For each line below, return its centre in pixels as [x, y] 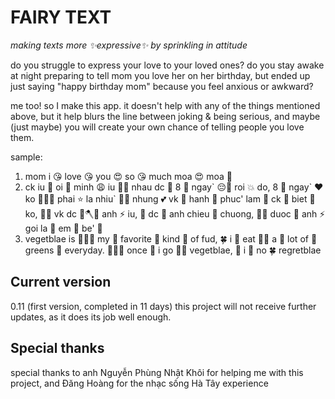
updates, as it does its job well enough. [91, 317]
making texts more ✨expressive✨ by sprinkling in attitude [129, 45]
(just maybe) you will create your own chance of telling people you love [157, 127]
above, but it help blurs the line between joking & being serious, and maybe [165, 116]
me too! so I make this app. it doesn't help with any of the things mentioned [165, 105]
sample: [26, 157]
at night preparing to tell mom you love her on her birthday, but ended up [160, 75]
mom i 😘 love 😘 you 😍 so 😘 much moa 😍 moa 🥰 [128, 176]
